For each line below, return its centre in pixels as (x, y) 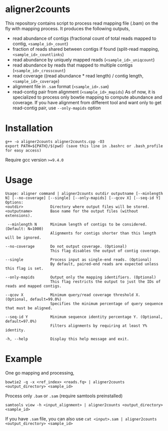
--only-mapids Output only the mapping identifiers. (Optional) (81, 277)
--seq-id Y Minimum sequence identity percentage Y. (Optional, (84, 317)
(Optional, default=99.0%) (33, 299)
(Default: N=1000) (24, 229)
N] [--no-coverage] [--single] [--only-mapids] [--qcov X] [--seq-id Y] (83, 198)
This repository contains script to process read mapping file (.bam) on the (82, 23)
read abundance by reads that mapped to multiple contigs (73, 65)
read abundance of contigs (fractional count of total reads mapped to (85, 38)
